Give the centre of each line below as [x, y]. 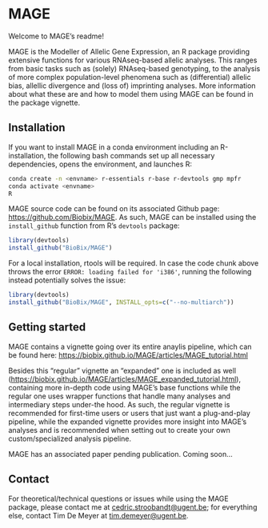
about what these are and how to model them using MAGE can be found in [131, 94]
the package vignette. [44, 102]
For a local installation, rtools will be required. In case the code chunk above [134, 263]
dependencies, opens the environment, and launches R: [100, 164]
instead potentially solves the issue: [67, 280]
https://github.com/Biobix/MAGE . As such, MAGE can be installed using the [132, 218]
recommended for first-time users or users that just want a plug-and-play [129, 413]
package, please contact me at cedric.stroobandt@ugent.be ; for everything [133, 507]
